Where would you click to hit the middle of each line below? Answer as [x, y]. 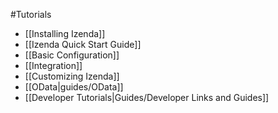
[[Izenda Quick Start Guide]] [83, 44]
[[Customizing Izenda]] [72, 76]
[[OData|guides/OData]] [74, 87]
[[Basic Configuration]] [72, 55]
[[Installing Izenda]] [65, 33]
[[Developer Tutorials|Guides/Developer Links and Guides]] [147, 97]
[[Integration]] [53, 65]
